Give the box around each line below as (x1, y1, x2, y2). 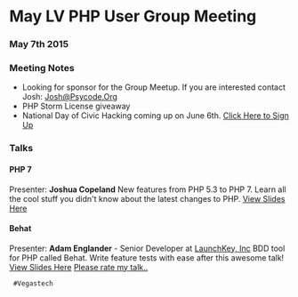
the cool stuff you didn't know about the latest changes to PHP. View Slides (9, 193, 286, 204)
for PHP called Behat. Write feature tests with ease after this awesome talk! (9, 252, 285, 263)
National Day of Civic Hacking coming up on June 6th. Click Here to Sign (21, 110, 289, 121)
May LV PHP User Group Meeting (9, 6, 257, 27)
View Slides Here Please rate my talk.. (9, 261, 149, 272)
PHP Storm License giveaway (21, 100, 131, 112)
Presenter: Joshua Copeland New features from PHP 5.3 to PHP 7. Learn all (9, 184, 286, 195)
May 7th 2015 (9, 38, 69, 51)
